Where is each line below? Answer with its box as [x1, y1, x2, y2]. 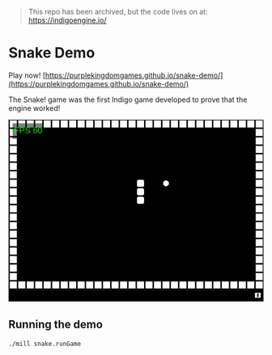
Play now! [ [8, 70, 46, 80]
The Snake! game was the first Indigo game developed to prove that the [8, 95, 248, 104]
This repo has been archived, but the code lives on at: [28, 7, 208, 16]
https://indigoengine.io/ [28, 15, 107, 25]
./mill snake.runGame [8, 340, 82, 349]
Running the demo [8, 317, 104, 331]
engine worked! [8, 103, 61, 112]
